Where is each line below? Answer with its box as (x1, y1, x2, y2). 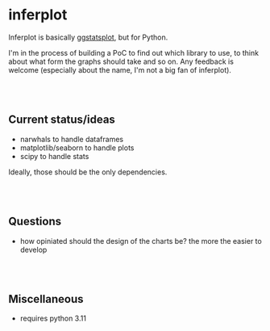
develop (19, 245, 48, 254)
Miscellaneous (8, 292, 84, 306)
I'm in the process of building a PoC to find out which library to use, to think (8, 48, 260, 57)
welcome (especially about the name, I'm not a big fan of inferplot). (8, 65, 232, 74)
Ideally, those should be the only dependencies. (8, 167, 168, 177)
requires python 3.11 (19, 313, 87, 324)
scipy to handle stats (19, 151, 89, 161)
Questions (8, 215, 62, 228)
